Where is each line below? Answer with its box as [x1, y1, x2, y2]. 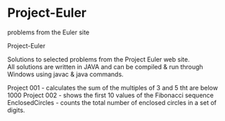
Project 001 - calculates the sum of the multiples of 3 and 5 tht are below [7, 83, 218, 92]
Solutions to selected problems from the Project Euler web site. [7, 55, 190, 64]
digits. [7, 106, 25, 114]
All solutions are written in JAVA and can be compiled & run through [7, 62, 204, 71]
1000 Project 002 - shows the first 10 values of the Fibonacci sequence [7, 91, 214, 99]
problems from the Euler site [7, 28, 90, 36]
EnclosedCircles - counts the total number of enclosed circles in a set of [7, 98, 217, 106]
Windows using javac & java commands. [7, 70, 124, 78]
